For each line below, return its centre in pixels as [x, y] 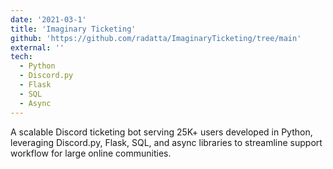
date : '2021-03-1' [48, 19]
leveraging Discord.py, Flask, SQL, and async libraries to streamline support [166, 142]
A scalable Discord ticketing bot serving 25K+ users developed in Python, [161, 132]
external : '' [37, 47]
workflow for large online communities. [91, 153]
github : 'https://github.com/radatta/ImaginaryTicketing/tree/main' [156, 38]
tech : [21, 57]
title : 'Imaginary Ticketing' [73, 29]
